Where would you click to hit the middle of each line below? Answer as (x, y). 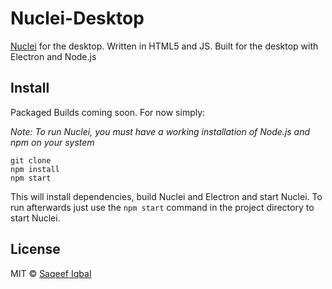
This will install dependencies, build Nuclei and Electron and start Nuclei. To (166, 196)
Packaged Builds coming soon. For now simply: (108, 112)
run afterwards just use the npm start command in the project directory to (162, 207)
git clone (31, 160)
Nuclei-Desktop (77, 18)
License (35, 249)
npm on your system (52, 142)
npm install (35, 169)
